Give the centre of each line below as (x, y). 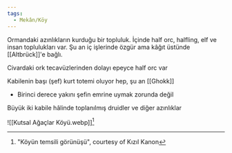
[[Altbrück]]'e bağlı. (35, 54)
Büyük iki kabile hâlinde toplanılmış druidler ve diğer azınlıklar (94, 108)
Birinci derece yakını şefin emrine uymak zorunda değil (95, 94)
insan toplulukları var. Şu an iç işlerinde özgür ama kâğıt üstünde (99, 47)
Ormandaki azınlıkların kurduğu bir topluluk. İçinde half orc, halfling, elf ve (112, 39)
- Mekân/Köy (31, 20)
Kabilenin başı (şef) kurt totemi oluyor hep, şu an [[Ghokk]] (91, 81)
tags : (15, 13)
